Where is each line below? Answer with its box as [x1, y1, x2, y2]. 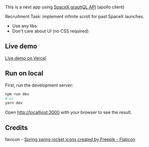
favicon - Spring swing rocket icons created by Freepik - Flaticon [5, 136, 135, 143]
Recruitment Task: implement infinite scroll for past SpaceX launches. [5, 14, 145, 19]
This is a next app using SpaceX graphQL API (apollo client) [5, 4, 125, 10]
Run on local [5, 69, 43, 77]
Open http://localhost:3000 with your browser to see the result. [5, 110, 132, 115]
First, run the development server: [5, 82, 74, 88]
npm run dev [5, 92, 29, 96]
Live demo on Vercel [5, 55, 46, 61]
